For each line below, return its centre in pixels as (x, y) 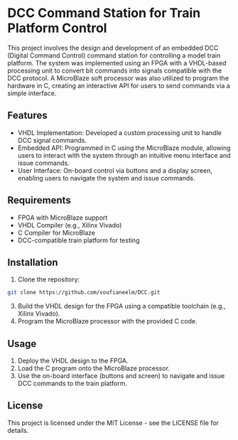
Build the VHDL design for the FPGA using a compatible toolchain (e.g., (121, 306)
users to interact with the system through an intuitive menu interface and (124, 155)
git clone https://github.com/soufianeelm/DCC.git (84, 293)
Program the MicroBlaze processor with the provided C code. (107, 321)
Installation (33, 262)
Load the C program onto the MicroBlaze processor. (94, 368)
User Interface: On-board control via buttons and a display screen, (115, 170)
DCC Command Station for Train (104, 13)
